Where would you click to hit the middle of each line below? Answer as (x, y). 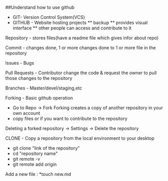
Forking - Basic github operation (39, 98)
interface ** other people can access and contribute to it (72, 28)
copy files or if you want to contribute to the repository (70, 118)
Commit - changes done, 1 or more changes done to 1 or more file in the (81, 48)
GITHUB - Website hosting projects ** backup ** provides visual (80, 23)
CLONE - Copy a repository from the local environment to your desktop (80, 138)
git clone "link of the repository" (46, 148)
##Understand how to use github (40, 7)
